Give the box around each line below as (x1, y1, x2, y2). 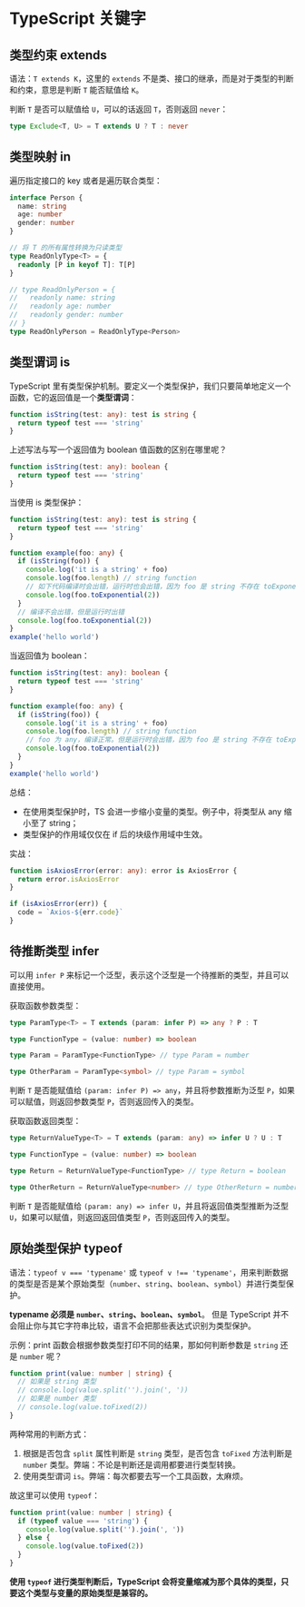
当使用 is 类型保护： (9, 497, 84, 508)
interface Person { (9, 192, 84, 202)
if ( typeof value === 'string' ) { (17, 1516, 148, 1525)
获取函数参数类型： (9, 1000, 82, 1011)
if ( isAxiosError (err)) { (9, 900, 107, 909)
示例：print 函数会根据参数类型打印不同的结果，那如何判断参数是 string (9, 1339, 279, 1350)
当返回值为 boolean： (9, 650, 91, 661)
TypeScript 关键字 (9, 8, 147, 29)
